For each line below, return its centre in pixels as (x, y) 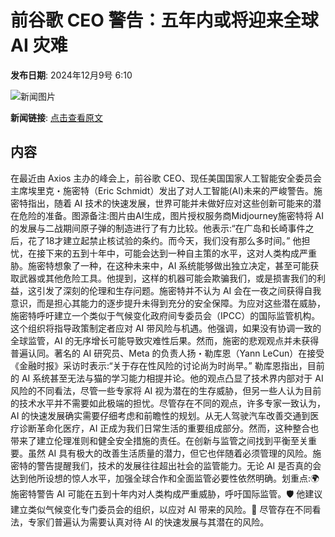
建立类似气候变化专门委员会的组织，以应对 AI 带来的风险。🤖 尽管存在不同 (161, 509)
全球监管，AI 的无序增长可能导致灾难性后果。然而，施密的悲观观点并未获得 (165, 340)
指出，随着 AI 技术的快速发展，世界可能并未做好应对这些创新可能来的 (170, 203)
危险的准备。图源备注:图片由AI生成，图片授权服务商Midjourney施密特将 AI (171, 215)
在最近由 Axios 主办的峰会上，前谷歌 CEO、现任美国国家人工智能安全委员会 (166, 178)
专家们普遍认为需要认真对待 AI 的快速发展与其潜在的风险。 (148, 522)
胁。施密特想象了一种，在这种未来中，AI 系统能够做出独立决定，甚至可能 (160, 265)
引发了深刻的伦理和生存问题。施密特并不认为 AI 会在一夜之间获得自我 (179, 290)
